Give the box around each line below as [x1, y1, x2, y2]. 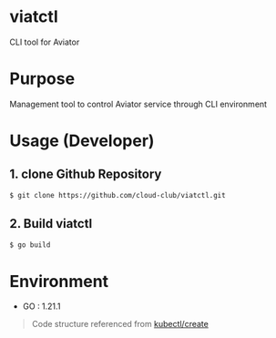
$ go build [9, 240, 51, 250]
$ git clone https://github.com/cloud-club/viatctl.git [9, 190, 226, 200]
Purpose [9, 68, 76, 89]
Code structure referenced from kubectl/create [31, 319, 210, 330]
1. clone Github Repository [9, 167, 162, 182]
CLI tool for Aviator [9, 36, 80, 47]
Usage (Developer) [9, 130, 155, 151]
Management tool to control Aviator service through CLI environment [9, 98, 267, 109]
